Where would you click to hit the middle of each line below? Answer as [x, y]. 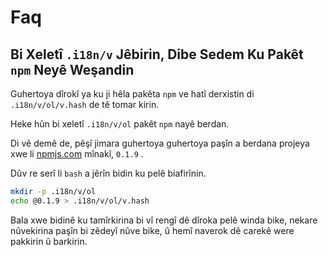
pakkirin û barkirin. [49, 241]
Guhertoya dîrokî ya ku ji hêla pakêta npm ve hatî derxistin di [132, 94]
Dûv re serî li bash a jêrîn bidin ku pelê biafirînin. [108, 173]
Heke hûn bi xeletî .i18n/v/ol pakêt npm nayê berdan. [120, 124]
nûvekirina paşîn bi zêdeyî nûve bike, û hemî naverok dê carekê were [152, 230]
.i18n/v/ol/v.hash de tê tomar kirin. [85, 104]
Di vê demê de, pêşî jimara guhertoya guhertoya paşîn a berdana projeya [160, 143]
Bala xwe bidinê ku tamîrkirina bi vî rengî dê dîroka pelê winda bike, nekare [164, 220]
